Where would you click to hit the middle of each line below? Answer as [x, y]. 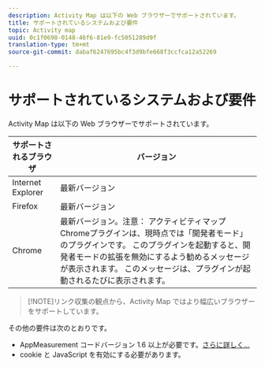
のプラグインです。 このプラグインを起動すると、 [151, 245]
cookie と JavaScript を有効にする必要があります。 [102, 354]
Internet [27, 182]
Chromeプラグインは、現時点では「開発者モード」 [154, 233]
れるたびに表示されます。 [123, 280]
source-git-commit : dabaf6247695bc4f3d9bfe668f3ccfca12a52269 [112, 52]
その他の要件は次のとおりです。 [60, 328]
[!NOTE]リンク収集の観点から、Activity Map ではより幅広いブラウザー [141, 301]
